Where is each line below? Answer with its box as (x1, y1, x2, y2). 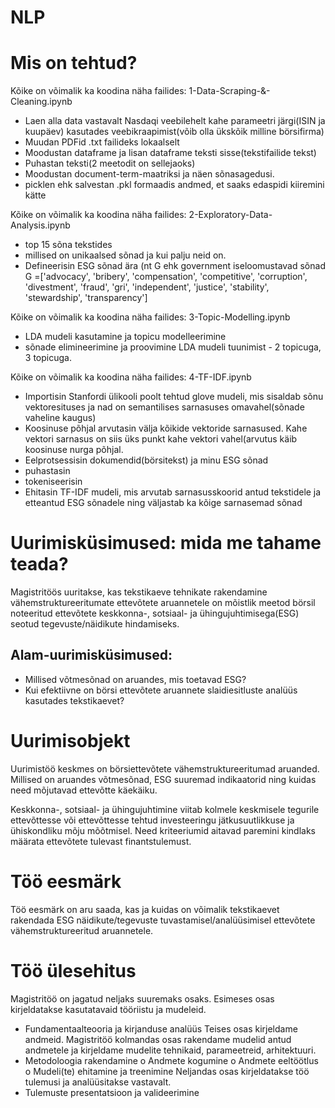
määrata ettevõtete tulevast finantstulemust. (10, 835, 192, 847)
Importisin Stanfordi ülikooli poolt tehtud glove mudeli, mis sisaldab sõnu (24, 391, 324, 403)
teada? (10, 553, 69, 576)
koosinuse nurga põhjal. (24, 444, 124, 456)
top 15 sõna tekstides (24, 239, 113, 251)
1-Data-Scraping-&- (188, 85, 271, 97)
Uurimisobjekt (10, 730, 131, 753)
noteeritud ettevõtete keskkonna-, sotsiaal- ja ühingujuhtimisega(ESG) (10, 607, 300, 620)
